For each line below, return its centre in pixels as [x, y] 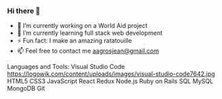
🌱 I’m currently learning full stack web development [90, 33]
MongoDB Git [26, 89]
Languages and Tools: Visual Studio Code [66, 67]
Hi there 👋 [24, 11]
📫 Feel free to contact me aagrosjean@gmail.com [88, 51]
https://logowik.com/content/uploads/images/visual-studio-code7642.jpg [111, 74]
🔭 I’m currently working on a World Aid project [82, 26]
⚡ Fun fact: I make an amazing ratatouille [74, 41]
